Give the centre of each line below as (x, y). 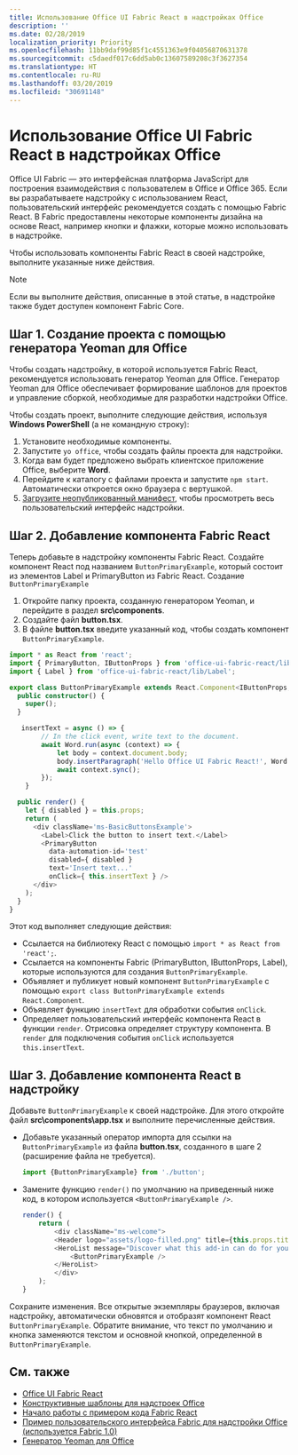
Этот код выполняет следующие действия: (90, 926)
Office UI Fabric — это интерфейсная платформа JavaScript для (129, 179)
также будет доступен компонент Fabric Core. (97, 306)
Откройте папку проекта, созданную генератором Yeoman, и (138, 601)
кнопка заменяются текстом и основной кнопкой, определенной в (136, 1334)
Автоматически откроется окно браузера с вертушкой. (127, 489)
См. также (40, 1372)
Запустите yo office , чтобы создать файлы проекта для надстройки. (153, 451)
